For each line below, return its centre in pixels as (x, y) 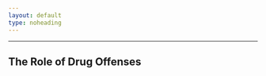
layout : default (35, 15)
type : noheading (35, 23)
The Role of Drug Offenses (75, 62)
